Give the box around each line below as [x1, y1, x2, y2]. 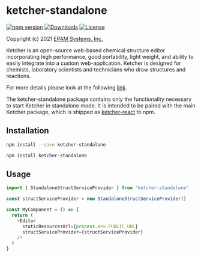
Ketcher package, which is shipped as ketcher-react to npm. [6, 108, 156, 115]
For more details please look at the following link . [6, 83, 127, 91]
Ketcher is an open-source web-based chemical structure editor [6, 46, 166, 54]
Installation [6, 125, 49, 136]
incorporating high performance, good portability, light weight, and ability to [6, 53, 194, 60]
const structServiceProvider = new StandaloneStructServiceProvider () [6, 196, 187, 202]
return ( [11, 212, 34, 218]
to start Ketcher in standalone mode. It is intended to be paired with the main [6, 101, 196, 109]
